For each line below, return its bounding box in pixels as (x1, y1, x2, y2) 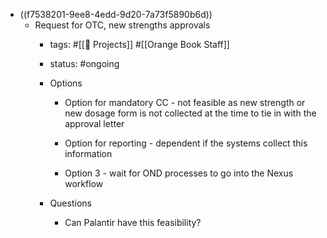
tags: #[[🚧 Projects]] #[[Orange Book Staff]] (49, 39, 230, 50)
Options (49, 77, 83, 89)
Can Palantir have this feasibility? (64, 217, 202, 228)
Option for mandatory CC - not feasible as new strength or (64, 97, 306, 108)
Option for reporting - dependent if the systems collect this (64, 137, 308, 149)
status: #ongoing (49, 58, 120, 69)
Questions (49, 197, 92, 209)
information (64, 148, 113, 159)
